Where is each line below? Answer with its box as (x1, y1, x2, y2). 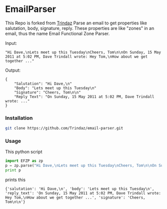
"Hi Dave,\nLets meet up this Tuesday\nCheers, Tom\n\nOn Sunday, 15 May (5, 50, 162, 55)
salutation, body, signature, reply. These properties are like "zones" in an (5, 25, 155, 31)
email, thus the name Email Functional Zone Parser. (5, 30, 110, 36)
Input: (5, 40, 17, 46)
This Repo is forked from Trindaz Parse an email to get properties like (5, 20, 148, 26)
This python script (5, 149, 43, 155)
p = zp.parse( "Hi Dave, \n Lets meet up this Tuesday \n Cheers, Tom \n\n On (5, 163, 157, 168)
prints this (5, 177, 26, 183)
